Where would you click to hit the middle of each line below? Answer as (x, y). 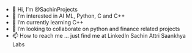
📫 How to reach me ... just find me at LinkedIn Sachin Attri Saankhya (99, 36)
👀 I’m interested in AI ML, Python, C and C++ (68, 16)
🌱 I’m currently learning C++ (48, 22)
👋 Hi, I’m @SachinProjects (45, 9)
